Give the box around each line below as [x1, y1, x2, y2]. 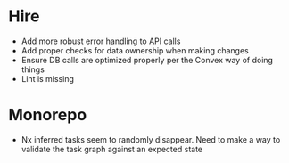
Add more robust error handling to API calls [21, 36, 181, 46]
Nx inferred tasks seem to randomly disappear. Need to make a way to [21, 134, 281, 144]
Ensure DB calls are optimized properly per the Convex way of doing [21, 54, 274, 65]
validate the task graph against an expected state [21, 143, 202, 154]
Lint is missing [21, 73, 75, 84]
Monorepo [8, 105, 87, 126]
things [21, 64, 45, 75]
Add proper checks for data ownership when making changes [21, 45, 249, 55]
